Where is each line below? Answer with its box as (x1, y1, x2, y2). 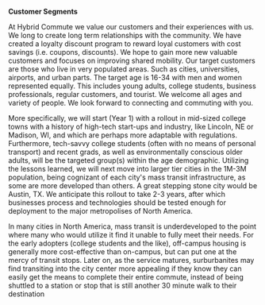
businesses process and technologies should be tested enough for (8, 198, 227, 207)
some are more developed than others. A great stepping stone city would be (8, 181, 258, 190)
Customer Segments (8, 7, 78, 16)
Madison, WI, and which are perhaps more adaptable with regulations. (8, 130, 238, 140)
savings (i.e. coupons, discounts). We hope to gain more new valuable (8, 48, 238, 56)
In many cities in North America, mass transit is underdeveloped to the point (8, 222, 256, 231)
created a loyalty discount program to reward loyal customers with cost (8, 39, 241, 48)
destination (8, 289, 45, 299)
